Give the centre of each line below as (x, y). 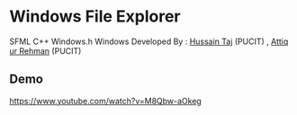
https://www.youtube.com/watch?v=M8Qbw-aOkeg (106, 101)
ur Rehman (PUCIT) (45, 50)
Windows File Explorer (95, 17)
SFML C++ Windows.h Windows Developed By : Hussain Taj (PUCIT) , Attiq (149, 41)
